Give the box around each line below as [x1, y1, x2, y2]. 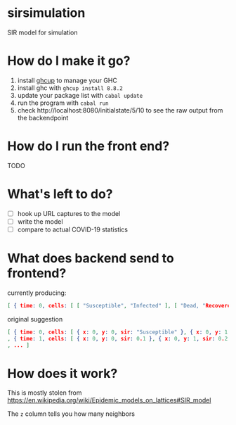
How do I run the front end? [7, 139, 170, 154]
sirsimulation [7, 5, 86, 21]
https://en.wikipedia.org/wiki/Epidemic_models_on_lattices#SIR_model [7, 396, 211, 405]
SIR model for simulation [7, 28, 78, 37]
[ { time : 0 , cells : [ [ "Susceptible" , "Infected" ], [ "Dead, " [7, 302, 206, 309]
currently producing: [7, 288, 67, 297]
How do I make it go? [7, 53, 131, 69]
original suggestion [7, 315, 63, 323]
